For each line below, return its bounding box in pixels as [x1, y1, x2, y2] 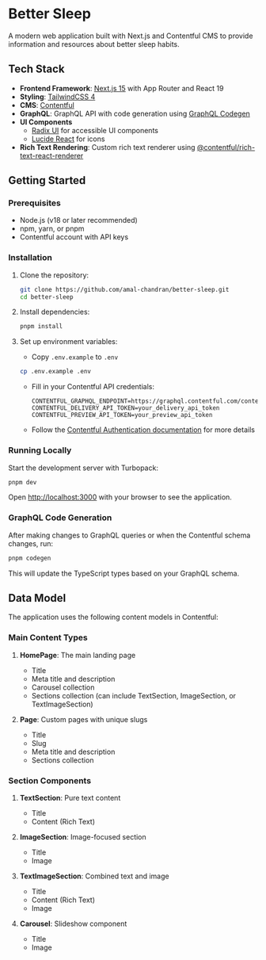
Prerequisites [8, 197, 61, 208]
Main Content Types [8, 632, 89, 643]
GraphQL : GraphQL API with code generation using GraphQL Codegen [19, 109, 251, 118]
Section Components [8, 775, 92, 786]
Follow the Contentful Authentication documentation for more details [31, 425, 256, 434]
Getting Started [8, 174, 86, 187]
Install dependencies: [19, 307, 90, 317]
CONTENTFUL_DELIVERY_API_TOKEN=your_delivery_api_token [31, 404, 220, 412]
